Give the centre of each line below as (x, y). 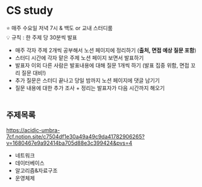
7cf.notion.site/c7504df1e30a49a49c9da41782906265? (76, 136)
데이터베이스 (30, 163)
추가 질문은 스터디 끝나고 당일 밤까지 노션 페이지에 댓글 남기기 (87, 80)
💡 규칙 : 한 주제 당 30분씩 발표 (42, 37)
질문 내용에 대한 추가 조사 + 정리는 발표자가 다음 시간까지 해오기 (90, 87)
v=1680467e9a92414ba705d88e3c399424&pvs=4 (69, 143)
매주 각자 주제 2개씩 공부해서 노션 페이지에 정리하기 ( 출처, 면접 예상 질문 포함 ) (106, 50)
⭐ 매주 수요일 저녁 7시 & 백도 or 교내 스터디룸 (59, 28)
